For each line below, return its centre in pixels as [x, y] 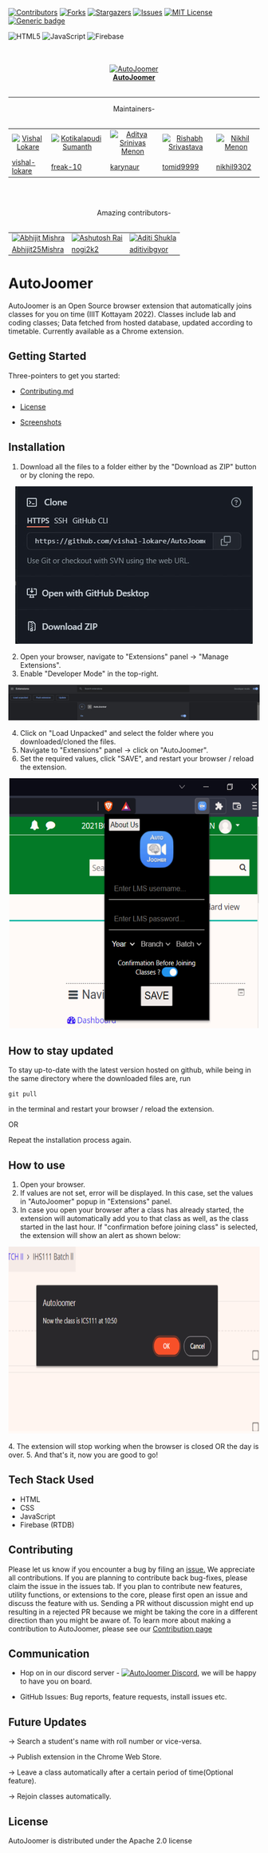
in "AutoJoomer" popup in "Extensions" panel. [96, 1202]
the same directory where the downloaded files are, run [100, 1079]
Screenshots [41, 422]
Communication [49, 1654]
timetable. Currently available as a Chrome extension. [96, 331]
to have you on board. [56, 1681]
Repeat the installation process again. [70, 1140]
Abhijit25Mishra [38, 249]
